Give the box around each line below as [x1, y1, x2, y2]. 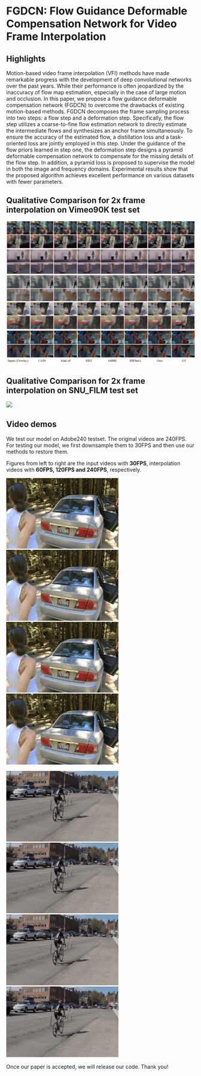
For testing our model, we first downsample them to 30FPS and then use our [6, 442, 194, 449]
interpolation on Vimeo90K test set [6, 205, 140, 215]
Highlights [6, 53, 46, 64]
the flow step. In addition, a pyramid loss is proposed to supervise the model [6, 159, 195, 166]
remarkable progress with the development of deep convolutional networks [6, 76, 192, 83]
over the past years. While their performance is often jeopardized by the [6, 82, 184, 90]
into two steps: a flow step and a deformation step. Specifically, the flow [6, 114, 184, 121]
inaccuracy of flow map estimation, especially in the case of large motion [6, 89, 187, 96]
